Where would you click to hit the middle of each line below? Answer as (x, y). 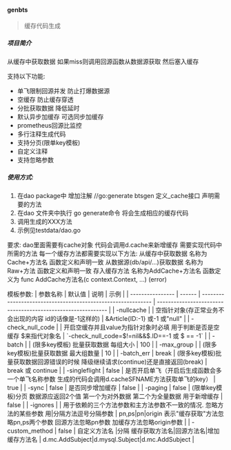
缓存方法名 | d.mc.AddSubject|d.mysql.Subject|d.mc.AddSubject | (101, 440)
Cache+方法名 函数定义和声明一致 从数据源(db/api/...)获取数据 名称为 (105, 262)
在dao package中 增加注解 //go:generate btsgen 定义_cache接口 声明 (115, 196)
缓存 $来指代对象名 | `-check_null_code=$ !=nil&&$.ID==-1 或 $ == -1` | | (109, 336)
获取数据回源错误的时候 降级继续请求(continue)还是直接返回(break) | (110, 362)
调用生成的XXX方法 (44, 222)
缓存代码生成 (42, 26)
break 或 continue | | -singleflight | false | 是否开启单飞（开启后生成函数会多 (114, 371)
